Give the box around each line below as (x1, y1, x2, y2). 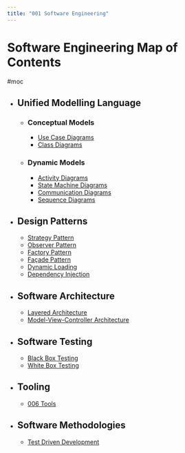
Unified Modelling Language (17, 97, 141, 109)
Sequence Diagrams (37, 196, 96, 204)
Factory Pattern (27, 249, 72, 257)
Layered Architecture (27, 308, 87, 317)
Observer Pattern (27, 241, 77, 249)
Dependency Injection (27, 270, 90, 279)
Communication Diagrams (37, 188, 111, 196)
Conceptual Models (27, 118, 95, 127)
